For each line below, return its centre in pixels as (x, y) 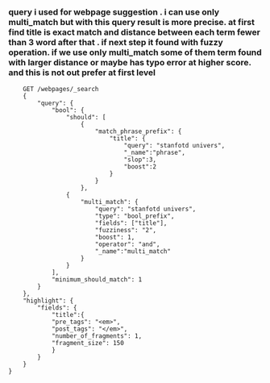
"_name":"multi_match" (133, 252)
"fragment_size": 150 (88, 343)
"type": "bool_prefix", (135, 216)
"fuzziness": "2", (126, 231)
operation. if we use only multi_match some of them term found (135, 52)
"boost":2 (140, 167)
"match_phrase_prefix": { (138, 131)
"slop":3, (140, 160)
